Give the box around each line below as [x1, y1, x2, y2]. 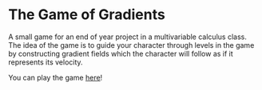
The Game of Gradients [8, 6, 165, 24]
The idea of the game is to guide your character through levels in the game [8, 40, 255, 49]
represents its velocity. [8, 57, 83, 67]
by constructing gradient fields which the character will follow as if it [8, 49, 233, 58]
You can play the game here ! [8, 72, 103, 82]
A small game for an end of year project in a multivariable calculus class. [8, 32, 248, 41]
